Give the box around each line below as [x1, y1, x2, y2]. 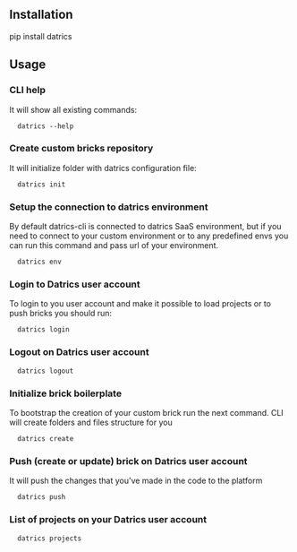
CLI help [9, 84, 47, 97]
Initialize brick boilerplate [9, 387, 123, 400]
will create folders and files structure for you [9, 417, 173, 427]
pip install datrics [9, 30, 72, 41]
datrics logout [17, 367, 74, 375]
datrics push [17, 493, 66, 502]
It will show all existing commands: [9, 104, 137, 115]
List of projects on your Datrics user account [9, 513, 208, 526]
